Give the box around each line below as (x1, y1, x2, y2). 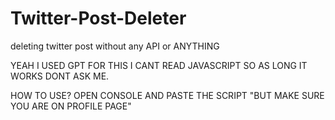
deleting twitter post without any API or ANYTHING (10, 40, 220, 52)
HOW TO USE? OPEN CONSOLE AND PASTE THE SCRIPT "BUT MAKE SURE (10, 89, 325, 101)
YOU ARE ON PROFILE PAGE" (10, 100, 132, 112)
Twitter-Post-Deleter (10, 7, 187, 30)
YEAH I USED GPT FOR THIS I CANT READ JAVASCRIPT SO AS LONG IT (10, 59, 308, 71)
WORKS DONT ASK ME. (10, 70, 110, 82)
